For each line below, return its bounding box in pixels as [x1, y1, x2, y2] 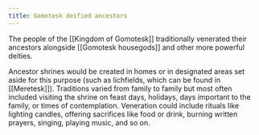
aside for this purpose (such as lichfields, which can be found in [8, 75, 221, 84]
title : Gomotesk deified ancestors [8, 11, 128, 20]
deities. [8, 51, 33, 60]
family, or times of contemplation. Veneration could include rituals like [8, 100, 240, 110]
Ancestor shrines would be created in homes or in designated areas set [8, 66, 245, 76]
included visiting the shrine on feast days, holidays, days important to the [8, 92, 251, 101]
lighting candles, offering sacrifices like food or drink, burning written [8, 109, 238, 119]
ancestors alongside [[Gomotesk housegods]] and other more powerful [8, 42, 245, 52]
